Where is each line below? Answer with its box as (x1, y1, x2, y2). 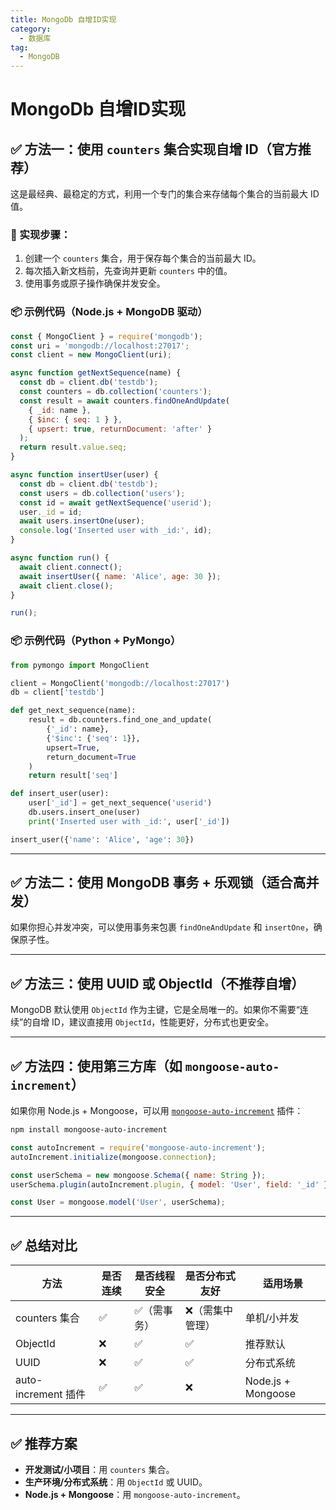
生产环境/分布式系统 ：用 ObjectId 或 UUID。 (24, 1476, 208, 1488)
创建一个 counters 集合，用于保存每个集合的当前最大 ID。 (24, 252, 262, 265)
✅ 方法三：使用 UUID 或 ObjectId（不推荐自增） (10, 975, 305, 992)
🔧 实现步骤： (10, 228, 72, 242)
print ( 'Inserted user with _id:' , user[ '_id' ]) (28, 816, 230, 826)
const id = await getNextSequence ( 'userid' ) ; (19, 497, 213, 508)
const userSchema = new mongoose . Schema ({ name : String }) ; (10, 1170, 267, 1180)
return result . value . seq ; (19, 442, 128, 453)
